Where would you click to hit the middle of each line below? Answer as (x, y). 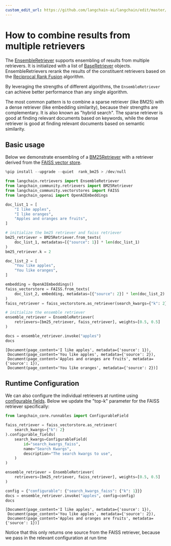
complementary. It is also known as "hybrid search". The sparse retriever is (84, 112)
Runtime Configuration (42, 383)
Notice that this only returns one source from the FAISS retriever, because (83, 532)
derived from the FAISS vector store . (44, 163)
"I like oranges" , (34, 214)
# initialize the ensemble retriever (45, 313)
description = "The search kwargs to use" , (68, 454)
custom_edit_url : (24, 10)
